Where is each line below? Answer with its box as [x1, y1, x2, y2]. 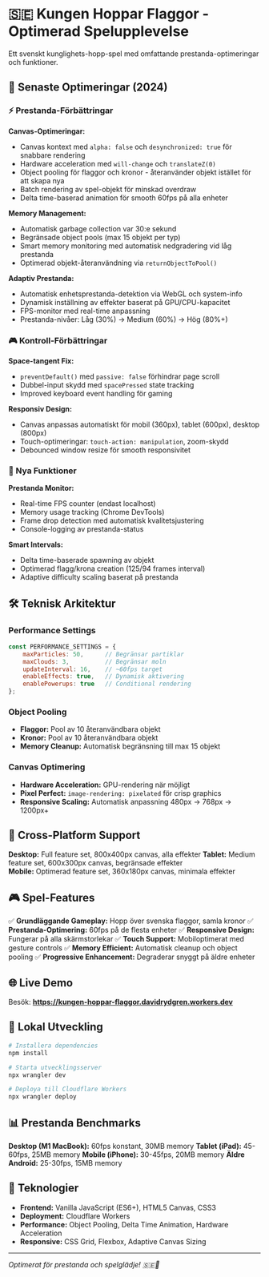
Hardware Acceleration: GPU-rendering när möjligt [19, 780, 191, 789]
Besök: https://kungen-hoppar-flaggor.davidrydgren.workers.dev [8, 998, 234, 1007]
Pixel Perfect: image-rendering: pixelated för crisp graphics [19, 788, 222, 797]
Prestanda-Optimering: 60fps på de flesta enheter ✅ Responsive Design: [8, 926, 255, 935]
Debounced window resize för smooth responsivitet [19, 445, 191, 455]
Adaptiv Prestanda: [8, 273, 74, 283]
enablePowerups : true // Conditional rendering [22, 680, 192, 689]
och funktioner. [8, 57, 58, 66]
